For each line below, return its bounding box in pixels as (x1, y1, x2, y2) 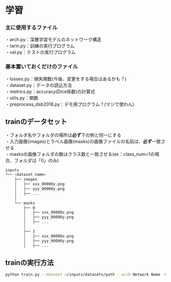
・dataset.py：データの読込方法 (5, 82, 72, 88)
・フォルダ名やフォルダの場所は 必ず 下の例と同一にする (5, 132, 122, 138)
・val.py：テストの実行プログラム (5, 49, 76, 55)
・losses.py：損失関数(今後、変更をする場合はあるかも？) (5, 76, 127, 82)
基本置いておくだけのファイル (5, 63, 78, 70)
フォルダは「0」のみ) (14, 157, 59, 163)
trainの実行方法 (5, 258, 54, 267)
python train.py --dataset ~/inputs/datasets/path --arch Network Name (5, 272, 160, 277)
